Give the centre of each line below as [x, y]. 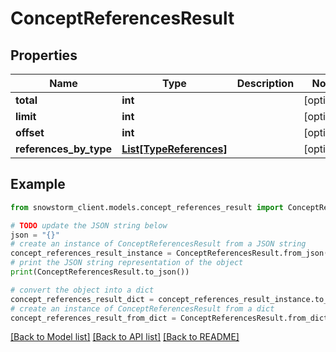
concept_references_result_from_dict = [93, 318]
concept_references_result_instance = [91, 253]
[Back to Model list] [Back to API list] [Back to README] [125, 337]
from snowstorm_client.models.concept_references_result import [147, 207]
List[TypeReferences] [174, 149]
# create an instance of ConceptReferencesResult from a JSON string [158, 244]
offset [30, 132]
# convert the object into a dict [82, 290]
